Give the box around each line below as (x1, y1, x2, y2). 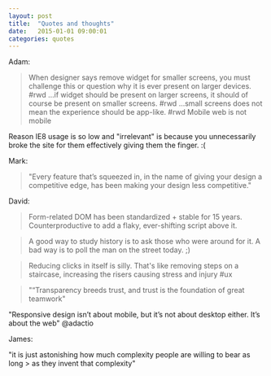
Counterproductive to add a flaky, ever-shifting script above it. (28, 221, 238, 230)
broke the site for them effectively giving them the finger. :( (8, 140, 206, 151)
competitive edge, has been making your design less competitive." (28, 181, 252, 190)
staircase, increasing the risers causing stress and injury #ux (28, 269, 233, 279)
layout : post (8, 11, 53, 20)
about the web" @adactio (8, 318, 94, 328)
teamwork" (28, 294, 66, 304)
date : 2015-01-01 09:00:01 (8, 27, 107, 35)
